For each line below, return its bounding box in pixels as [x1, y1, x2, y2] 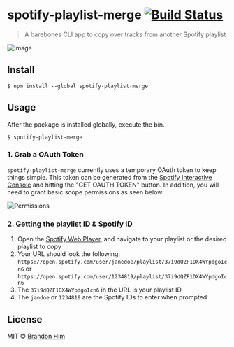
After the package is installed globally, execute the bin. [7, 120, 166, 129]
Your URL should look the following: [17, 250, 121, 258]
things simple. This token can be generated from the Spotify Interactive [7, 173, 212, 181]
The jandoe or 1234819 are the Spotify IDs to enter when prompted [17, 293, 207, 302]
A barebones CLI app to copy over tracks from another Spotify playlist [24, 30, 226, 38]
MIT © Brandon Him [7, 332, 65, 340]
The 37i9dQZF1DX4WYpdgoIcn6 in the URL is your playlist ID [17, 285, 182, 294]
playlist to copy [17, 242, 61, 251]
